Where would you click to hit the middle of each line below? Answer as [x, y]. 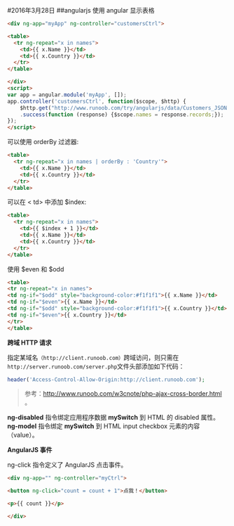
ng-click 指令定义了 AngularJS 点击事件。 [67, 465]
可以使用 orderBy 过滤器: [43, 142]
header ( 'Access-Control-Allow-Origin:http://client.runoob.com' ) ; [106, 379]
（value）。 [23, 435]
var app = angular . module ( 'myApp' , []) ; [67, 95]
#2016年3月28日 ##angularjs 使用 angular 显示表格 [81, 10]
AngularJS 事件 [30, 450]
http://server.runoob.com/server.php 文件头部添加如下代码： [96, 366]
